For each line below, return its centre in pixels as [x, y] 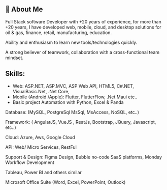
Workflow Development [30, 162]
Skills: [15, 74]
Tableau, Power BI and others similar [44, 172]
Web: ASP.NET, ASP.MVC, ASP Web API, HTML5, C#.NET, [73, 86]
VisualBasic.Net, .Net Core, [41, 91]
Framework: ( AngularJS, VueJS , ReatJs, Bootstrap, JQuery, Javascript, [81, 122]
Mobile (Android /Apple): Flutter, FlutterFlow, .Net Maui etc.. [75, 97]
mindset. [14, 58]
